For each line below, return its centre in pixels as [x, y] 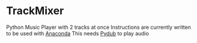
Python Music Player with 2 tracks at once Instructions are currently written [99, 27]
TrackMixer [35, 11]
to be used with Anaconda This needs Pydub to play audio [78, 33]
